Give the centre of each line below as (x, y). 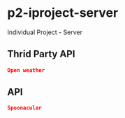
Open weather (26, 70)
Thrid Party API (41, 54)
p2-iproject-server (63, 13)
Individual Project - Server (45, 32)
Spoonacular (24, 108)
